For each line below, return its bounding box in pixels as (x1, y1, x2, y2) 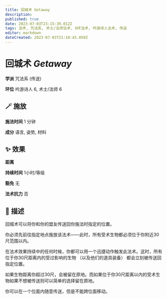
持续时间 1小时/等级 (5, 170, 45, 176)
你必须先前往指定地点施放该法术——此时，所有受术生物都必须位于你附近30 (5, 232, 160, 238)
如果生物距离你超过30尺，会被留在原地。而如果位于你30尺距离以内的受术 (5, 272, 156, 278)
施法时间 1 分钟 (5, 118, 36, 125)
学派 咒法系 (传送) (5, 75, 42, 81)
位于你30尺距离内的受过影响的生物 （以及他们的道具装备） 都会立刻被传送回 (5, 255, 162, 261)
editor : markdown (5, 30, 41, 35)
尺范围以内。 (5, 238, 31, 244)
